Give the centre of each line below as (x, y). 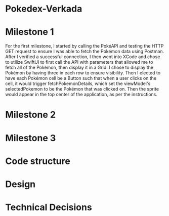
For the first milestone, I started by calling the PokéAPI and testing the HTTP (85, 46)
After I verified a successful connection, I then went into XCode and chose (83, 57)
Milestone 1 (30, 32)
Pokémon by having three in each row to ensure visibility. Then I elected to (83, 73)
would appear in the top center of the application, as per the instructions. (81, 95)
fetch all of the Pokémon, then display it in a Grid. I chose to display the (79, 68)
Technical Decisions (49, 207)
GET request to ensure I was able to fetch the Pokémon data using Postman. (85, 52)
